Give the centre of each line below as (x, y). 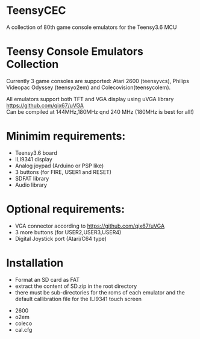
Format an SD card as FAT (47, 279)
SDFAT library (32, 178)
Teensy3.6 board (36, 153)
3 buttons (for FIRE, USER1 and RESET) (63, 172)
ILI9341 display (33, 159)
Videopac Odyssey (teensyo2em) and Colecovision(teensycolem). (89, 87)
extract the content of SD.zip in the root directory (76, 286)
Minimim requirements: (66, 136)
